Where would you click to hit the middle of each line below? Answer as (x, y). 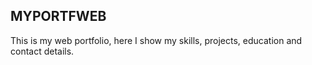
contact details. (42, 51)
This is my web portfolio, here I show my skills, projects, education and (156, 40)
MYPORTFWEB (58, 16)
